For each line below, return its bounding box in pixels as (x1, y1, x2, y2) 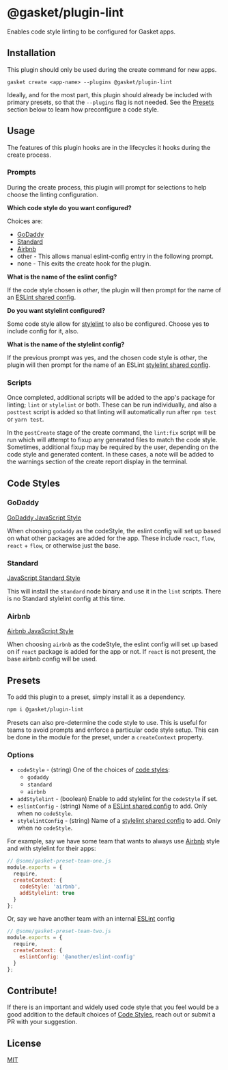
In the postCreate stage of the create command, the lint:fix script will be (7, 429, 216, 437)
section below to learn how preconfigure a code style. (7, 105, 159, 114)
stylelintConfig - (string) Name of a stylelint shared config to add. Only (16, 817, 220, 825)
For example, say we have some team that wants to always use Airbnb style (7, 837, 220, 845)
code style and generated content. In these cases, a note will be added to (7, 450, 214, 459)
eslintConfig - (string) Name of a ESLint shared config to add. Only (16, 802, 208, 811)
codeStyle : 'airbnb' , (19, 883, 81, 890)
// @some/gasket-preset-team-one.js (7, 858, 111, 865)
